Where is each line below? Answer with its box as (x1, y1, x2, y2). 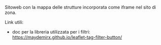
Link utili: (5, 19, 24, 25)
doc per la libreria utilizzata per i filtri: (12, 29, 90, 34)
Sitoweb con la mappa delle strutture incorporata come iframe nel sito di (5, 4, 156, 10)
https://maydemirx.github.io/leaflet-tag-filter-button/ (12, 34, 122, 40)
